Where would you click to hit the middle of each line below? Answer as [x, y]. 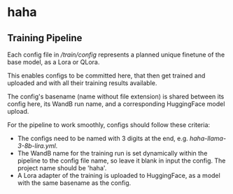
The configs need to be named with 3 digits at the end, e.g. [103, 138]
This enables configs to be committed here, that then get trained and [106, 75]
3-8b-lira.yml [36, 146]
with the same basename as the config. [74, 183]
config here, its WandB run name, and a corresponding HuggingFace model [116, 104]
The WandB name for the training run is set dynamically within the [112, 153]
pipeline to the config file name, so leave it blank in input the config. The [121, 161]
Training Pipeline [45, 38]
